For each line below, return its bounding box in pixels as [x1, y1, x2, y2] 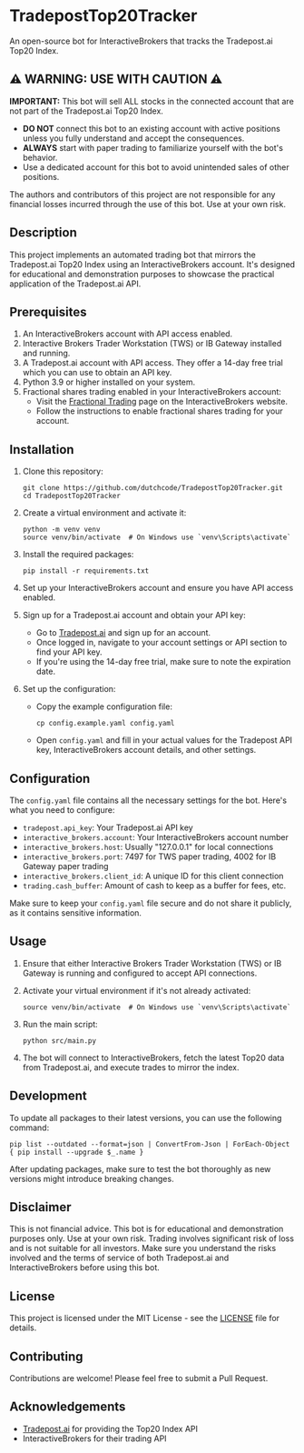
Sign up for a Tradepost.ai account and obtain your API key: [22, 610, 247, 621]
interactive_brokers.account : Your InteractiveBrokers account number [22, 832, 289, 842]
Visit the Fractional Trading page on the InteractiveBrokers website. [35, 396, 289, 407]
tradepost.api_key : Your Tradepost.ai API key [22, 822, 193, 833]
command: [9, 1122, 50, 1133]
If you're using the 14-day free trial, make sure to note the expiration [35, 656, 291, 667]
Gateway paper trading [22, 861, 109, 871]
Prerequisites [9, 304, 87, 319]
